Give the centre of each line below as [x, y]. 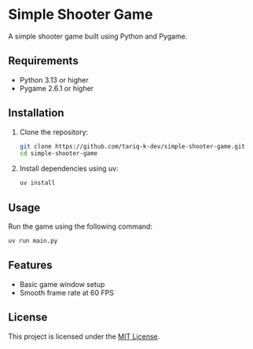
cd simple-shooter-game [59, 154]
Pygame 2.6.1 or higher [57, 88]
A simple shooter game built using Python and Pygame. [98, 36]
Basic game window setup [62, 284]
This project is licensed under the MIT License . [84, 336]
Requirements [43, 61]
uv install [37, 183]
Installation [36, 113]
